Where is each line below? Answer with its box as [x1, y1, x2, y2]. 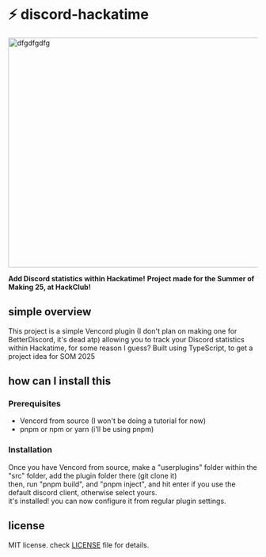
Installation [8, 444, 53, 456]
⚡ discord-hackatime [8, 6, 149, 24]
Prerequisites [8, 399, 61, 410]
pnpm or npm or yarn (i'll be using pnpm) [19, 425, 154, 434]
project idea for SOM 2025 [8, 351, 95, 361]
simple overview [8, 305, 92, 319]
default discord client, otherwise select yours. [8, 487, 158, 497]
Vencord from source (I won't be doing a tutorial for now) [19, 416, 207, 425]
